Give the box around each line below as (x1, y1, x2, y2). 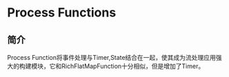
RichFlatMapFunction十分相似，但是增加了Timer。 (61, 62, 205, 70)
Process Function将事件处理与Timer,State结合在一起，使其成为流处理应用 (7, 54, 216, 61)
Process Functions (7, 5, 117, 21)
